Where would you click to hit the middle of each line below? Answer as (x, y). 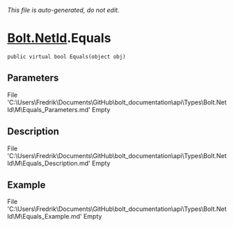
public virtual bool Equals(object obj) (67, 56)
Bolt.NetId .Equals (59, 38)
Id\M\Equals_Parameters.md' (49, 109)
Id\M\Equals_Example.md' (45, 217)
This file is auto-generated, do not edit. (63, 10)
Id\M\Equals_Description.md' (49, 163)
